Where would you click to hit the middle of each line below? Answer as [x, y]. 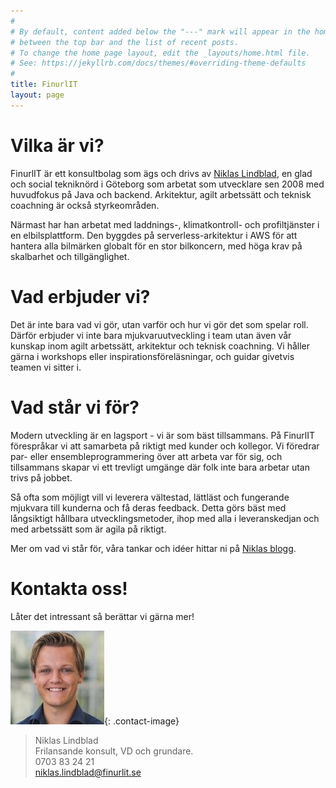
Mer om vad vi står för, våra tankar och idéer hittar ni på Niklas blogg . [153, 548]
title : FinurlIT [44, 85]
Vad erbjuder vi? [80, 296]
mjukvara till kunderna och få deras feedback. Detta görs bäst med [148, 507]
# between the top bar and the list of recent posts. [125, 42]
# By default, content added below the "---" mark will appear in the [160, 31]
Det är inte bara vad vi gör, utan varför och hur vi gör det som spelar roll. [159, 324]
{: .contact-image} [142, 721]
